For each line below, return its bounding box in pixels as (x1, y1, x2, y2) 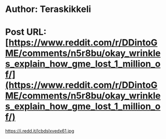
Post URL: (5, 26, 46, 38)
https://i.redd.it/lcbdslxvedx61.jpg (5, 128, 74, 134)
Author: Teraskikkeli (5, 3, 91, 15)
